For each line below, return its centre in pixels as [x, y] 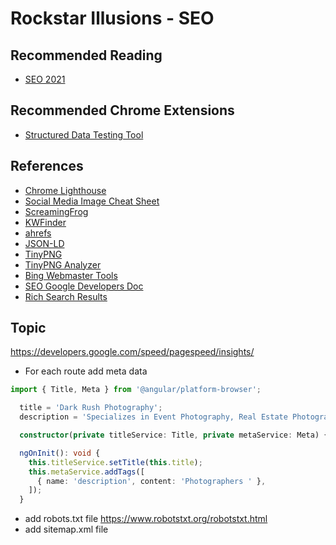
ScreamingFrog [56, 211]
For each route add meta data [86, 371]
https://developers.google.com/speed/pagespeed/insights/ [132, 352]
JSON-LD [44, 243]
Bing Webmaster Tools [71, 275]
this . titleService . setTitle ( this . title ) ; [115, 462]
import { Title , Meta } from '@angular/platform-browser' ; [136, 390]
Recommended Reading [86, 55]
